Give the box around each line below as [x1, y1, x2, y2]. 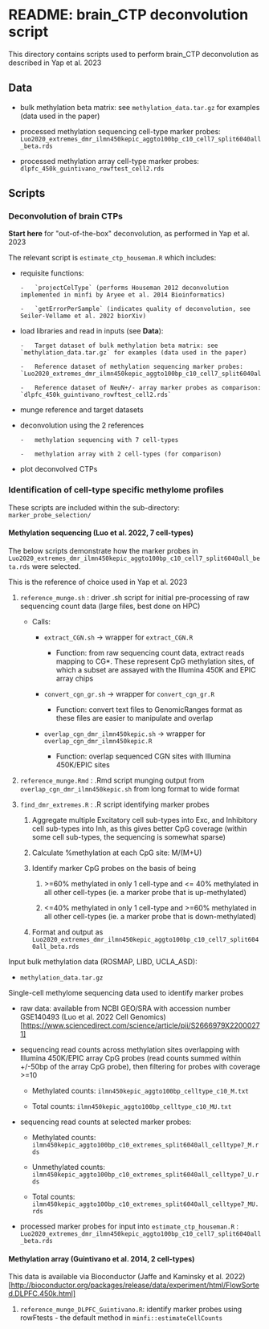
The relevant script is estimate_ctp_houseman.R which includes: [8, 253, 217, 263]
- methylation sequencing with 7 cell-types [19, 436, 179, 444]
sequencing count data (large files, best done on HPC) [19, 601, 201, 611]
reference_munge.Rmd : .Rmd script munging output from [19, 775, 205, 785]
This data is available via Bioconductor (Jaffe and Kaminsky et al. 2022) [8, 1272, 246, 1282]
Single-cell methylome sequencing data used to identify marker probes [8, 988, 244, 997]
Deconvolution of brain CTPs [8, 211, 123, 222]
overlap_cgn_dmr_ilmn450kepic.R [43, 737, 153, 745]
